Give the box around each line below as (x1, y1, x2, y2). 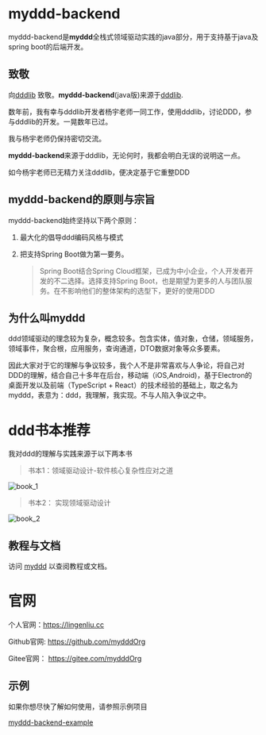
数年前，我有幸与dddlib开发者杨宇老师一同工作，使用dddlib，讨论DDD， (8, 106, 245, 116)
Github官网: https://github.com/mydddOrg (8, 637, 146, 647)
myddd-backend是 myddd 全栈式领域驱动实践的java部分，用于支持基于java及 (8, 32, 259, 41)
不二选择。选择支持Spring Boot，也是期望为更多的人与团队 (53, 275, 246, 286)
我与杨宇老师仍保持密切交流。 (8, 133, 106, 143)
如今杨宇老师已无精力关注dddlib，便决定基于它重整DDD (8, 167, 191, 177)
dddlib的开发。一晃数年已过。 (14, 117, 113, 126)
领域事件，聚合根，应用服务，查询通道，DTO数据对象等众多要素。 (8, 344, 225, 353)
